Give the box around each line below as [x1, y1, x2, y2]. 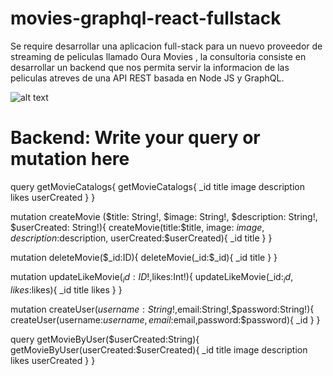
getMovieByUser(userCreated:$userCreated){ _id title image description [10, 343, 308, 356]
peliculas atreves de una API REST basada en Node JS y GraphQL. [10, 72, 285, 84]
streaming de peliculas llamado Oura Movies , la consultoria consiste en [10, 50, 307, 62]
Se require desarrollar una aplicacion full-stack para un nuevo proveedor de [10, 40, 323, 52]
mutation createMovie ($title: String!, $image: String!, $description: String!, [10, 210, 318, 222]
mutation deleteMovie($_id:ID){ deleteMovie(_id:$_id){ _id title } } [10, 251, 278, 263]
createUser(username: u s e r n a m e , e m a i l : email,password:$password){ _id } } [10, 313, 321, 326]
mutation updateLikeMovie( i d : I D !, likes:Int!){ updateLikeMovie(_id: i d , [10, 270, 294, 285]
